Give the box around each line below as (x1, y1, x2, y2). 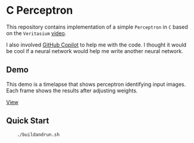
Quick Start (6, 116, 49, 126)
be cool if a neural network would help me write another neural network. (6, 47, 183, 54)
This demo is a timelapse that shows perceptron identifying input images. (6, 80, 186, 88)
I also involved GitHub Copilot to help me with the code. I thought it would (6, 41, 186, 48)
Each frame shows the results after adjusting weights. (6, 87, 138, 94)
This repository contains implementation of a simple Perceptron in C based (6, 23, 189, 30)
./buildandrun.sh (17, 132, 60, 138)
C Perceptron (6, 4, 73, 17)
